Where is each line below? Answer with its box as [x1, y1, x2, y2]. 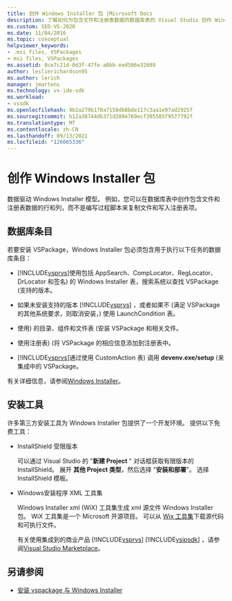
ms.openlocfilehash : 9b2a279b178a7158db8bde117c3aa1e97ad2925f [7, 107, 193, 113]
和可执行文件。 [17, 520, 60, 529]
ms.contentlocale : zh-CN [7, 126, 79, 133]
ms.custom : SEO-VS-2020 [7, 23, 76, 30]
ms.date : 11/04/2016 [7, 29, 67, 37]
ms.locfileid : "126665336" [7, 139, 85, 146]
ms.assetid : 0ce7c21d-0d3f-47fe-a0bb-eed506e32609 [7, 62, 156, 68]
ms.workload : [7, 94, 45, 101]
